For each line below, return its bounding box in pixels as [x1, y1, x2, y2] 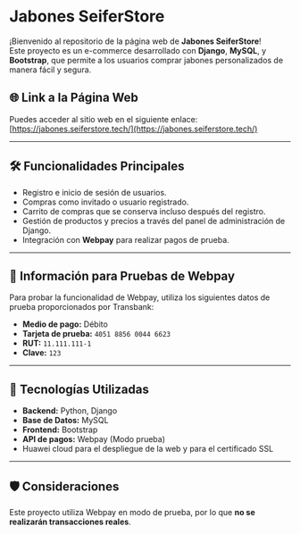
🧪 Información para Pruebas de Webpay [9, 268, 235, 283]
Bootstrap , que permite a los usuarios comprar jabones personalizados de [9, 54, 284, 65]
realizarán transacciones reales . [9, 516, 131, 527]
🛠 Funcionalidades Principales [9, 159, 185, 174]
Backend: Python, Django [21, 405, 118, 416]
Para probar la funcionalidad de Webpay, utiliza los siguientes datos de [9, 292, 271, 303]
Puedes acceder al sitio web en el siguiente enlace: [9, 113, 198, 124]
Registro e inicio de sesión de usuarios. [21, 187, 167, 197]
